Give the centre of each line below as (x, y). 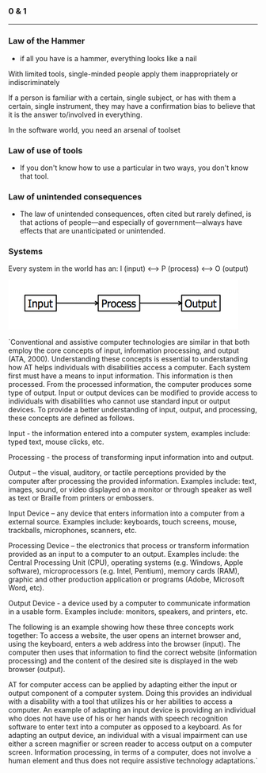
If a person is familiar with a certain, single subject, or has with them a (122, 98)
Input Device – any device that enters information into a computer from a (127, 513)
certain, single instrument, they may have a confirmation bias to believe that (132, 106)
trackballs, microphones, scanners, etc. (72, 531)
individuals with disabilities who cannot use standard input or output (120, 401)
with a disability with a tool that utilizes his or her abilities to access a (121, 701)
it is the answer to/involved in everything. (75, 114)
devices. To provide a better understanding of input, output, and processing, (133, 410)
